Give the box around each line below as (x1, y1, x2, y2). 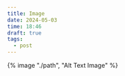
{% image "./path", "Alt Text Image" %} (7, 61, 119, 69)
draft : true (7, 29, 42, 37)
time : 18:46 (7, 23, 42, 30)
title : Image (7, 10, 45, 17)
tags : (7, 36, 23, 43)
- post (13, 42, 33, 49)
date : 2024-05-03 (7, 17, 58, 23)
